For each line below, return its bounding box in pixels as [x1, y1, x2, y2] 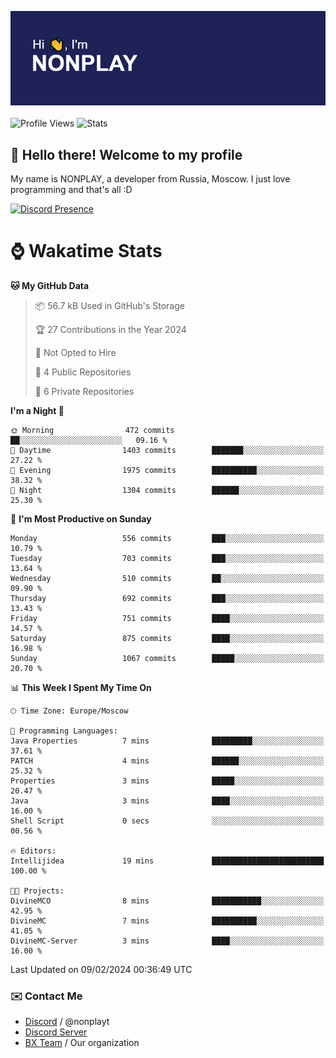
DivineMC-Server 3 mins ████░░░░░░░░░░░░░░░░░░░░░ [10, 936, 325, 946]
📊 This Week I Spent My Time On [10, 681, 152, 693]
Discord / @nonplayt [24, 1016, 110, 1028]
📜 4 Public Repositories [34, 366, 132, 378]
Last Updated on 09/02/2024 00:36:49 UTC [10, 963, 193, 975]
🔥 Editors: [10, 846, 57, 856]
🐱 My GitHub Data [10, 279, 90, 291]
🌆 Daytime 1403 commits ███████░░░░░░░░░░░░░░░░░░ [10, 445, 325, 455]
